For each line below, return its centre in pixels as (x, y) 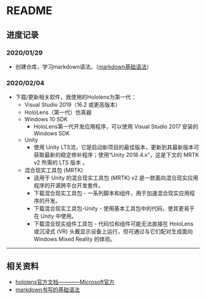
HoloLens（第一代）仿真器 (58, 112)
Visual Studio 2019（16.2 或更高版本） (72, 105)
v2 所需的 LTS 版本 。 (61, 162)
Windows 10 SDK (46, 119)
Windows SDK (51, 134)
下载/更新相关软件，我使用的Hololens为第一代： (76, 97)
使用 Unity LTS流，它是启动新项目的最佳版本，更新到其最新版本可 (116, 147)
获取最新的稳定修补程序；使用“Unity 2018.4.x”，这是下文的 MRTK (116, 155)
